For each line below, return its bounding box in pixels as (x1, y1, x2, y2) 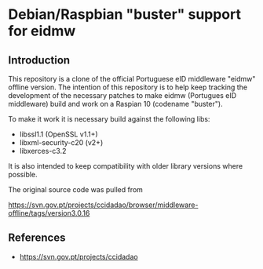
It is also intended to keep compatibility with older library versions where (8, 162, 243, 170)
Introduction (8, 53, 71, 67)
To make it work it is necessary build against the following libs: (8, 115, 210, 123)
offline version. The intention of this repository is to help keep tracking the (8, 82, 248, 92)
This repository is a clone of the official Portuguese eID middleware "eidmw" (8, 75, 256, 83)
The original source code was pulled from (8, 185, 144, 194)
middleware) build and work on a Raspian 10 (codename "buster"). (8, 100, 223, 108)
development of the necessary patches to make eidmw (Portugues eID (8, 91, 237, 100)
